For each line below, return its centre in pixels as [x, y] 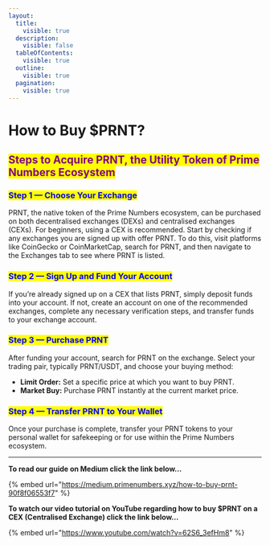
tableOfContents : [45, 53]
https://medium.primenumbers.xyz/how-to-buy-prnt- [150, 485]
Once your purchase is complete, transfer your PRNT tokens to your [121, 429]
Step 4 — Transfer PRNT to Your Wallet [86, 411]
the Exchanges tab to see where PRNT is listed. [87, 256]
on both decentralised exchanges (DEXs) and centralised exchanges [122, 221]
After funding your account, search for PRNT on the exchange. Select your [132, 358]
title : [27, 23]
